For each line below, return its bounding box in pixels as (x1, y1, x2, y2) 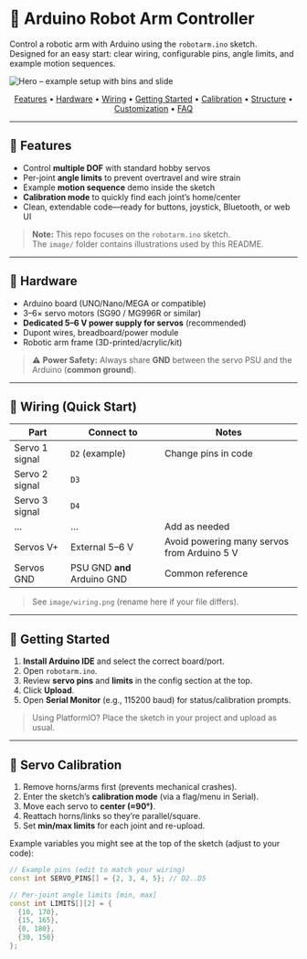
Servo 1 (14, 442, 48, 454)
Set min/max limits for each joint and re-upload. (22, 820, 206, 831)
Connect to (88, 426, 139, 439)
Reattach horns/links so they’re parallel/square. (22, 811, 201, 821)
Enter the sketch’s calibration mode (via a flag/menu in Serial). (22, 791, 259, 802)
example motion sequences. (9, 58, 116, 69)
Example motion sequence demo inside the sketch (22, 182, 216, 193)
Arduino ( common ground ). (31, 364, 137, 375)
